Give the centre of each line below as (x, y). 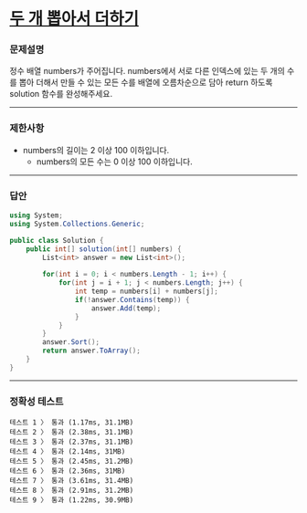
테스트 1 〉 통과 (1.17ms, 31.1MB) (72, 423)
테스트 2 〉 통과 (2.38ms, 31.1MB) (72, 433)
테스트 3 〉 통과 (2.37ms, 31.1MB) (72, 442)
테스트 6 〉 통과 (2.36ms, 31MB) (68, 471)
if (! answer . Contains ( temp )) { (132, 299)
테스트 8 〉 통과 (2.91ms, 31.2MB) (72, 491)
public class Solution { (57, 240)
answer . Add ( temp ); (126, 308)
